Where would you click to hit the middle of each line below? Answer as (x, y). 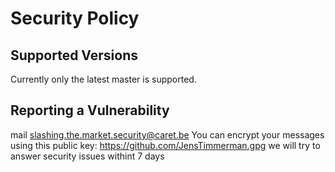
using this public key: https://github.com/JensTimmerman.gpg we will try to (165, 145)
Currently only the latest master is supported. (103, 79)
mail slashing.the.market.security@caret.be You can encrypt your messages (167, 134)
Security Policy (75, 18)
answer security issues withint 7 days (87, 156)
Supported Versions (74, 55)
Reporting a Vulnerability (90, 110)
